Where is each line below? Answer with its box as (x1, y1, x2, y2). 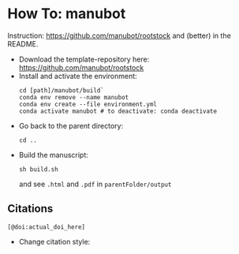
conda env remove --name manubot (18, 93, 129, 101)
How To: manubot (7, 5, 126, 23)
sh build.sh (18, 165, 58, 174)
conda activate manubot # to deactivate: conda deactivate (18, 107, 218, 115)
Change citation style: (18, 237, 91, 246)
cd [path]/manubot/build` (18, 86, 104, 95)
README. (7, 39, 39, 48)
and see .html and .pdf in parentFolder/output (18, 179, 172, 189)
